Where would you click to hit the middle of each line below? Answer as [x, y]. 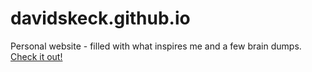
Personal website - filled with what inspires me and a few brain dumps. [156, 46]
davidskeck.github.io [100, 18]
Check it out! [36, 56]
